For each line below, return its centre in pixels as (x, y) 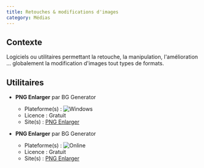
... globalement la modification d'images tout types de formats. (85, 63)
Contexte (24, 42)
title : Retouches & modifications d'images (63, 12)
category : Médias (28, 18)
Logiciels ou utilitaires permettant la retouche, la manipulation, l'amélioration (102, 57)
